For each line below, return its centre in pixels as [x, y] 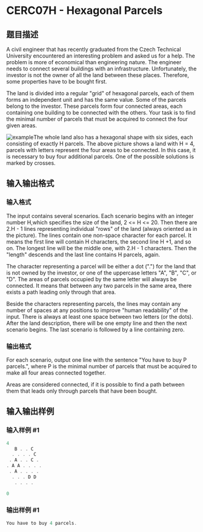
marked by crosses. [31, 163]
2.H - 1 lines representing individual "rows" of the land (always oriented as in [102, 228]
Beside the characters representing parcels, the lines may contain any [94, 304]
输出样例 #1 [23, 510]
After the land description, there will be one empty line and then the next [97, 323]
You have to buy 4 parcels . [42, 523]
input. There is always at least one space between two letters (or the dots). [100, 316]
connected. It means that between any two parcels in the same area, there [99, 285]
